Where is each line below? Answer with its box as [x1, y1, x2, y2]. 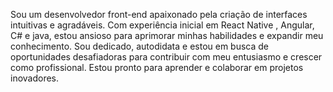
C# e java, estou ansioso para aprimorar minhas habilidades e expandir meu [10, 30, 324, 41]
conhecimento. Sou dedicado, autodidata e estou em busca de [10, 40, 270, 52]
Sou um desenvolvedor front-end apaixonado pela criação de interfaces [10, 9, 308, 20]
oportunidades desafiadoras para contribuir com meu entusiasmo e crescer [10, 51, 323, 63]
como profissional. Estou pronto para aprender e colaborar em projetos [10, 62, 304, 73]
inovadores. [10, 72, 60, 84]
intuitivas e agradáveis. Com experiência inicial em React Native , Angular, [10, 19, 315, 31]
